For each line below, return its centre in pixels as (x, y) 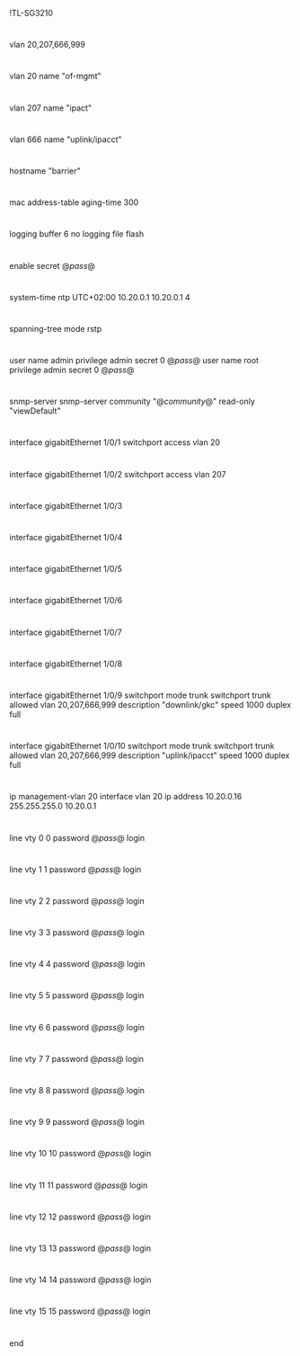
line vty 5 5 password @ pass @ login (77, 995)
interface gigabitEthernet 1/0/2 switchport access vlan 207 (118, 474)
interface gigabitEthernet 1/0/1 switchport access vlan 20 (115, 442)
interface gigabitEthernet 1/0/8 (66, 664)
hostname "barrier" (45, 171)
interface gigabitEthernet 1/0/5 (66, 569)
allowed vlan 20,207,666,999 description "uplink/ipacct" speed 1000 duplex (150, 755)
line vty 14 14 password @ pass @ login (80, 1280)
